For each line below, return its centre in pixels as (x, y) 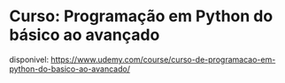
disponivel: (29, 59)
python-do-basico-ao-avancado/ (70, 69)
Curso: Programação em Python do (141, 16)
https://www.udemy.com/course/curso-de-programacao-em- (163, 59)
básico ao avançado (85, 35)
